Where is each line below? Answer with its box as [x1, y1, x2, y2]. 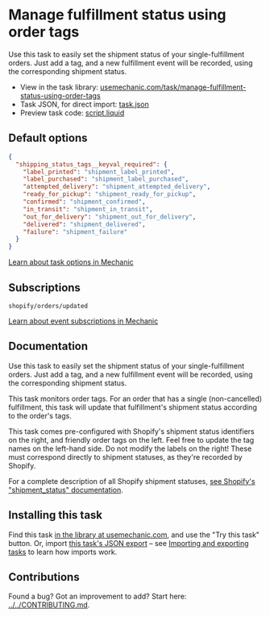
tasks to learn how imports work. [8, 547, 118, 557]
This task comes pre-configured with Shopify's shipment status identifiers [8, 426, 255, 436]
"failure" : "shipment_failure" [23, 227, 128, 236]
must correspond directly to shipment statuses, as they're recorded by [8, 452, 243, 461]
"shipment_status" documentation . [8, 485, 123, 494]
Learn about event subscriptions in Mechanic [8, 316, 159, 326]
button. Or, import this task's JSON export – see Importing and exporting [8, 538, 249, 548]
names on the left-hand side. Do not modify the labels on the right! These [8, 444, 252, 453]
